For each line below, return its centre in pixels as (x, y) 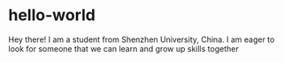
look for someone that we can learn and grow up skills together (124, 48)
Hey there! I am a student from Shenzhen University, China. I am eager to (142, 39)
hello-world (52, 15)
